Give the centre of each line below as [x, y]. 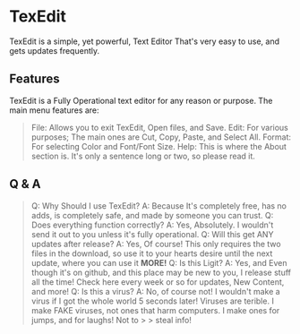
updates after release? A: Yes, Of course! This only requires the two [156, 244]
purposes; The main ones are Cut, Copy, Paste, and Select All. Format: [161, 137]
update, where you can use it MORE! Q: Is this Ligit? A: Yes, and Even [159, 262]
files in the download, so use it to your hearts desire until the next [152, 253]
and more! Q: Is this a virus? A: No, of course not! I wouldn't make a [155, 291]
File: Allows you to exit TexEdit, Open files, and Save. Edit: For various [159, 127]
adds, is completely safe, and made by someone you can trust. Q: [152, 215]
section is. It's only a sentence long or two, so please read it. [143, 156]
